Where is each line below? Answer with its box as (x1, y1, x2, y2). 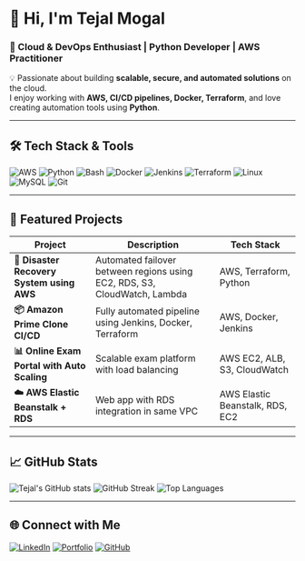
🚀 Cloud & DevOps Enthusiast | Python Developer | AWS (9, 41, 261, 54)
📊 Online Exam (14, 345, 82, 357)
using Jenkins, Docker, (94, 316, 193, 328)
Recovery (14, 265, 57, 278)
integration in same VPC (94, 405, 199, 417)
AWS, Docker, (219, 310, 279, 323)
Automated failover (94, 254, 177, 266)
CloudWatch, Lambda (94, 288, 188, 301)
